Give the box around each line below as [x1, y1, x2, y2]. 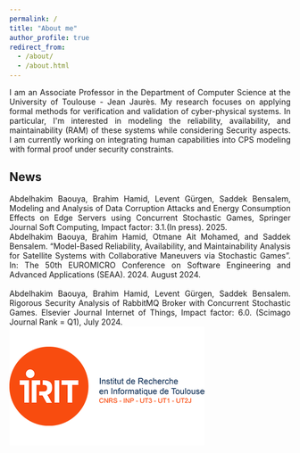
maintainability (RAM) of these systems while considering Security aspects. [9, 125, 291, 136]
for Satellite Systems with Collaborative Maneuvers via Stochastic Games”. [9, 250, 291, 260]
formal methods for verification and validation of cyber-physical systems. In [9, 106, 291, 116]
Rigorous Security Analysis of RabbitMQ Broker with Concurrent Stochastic [9, 297, 291, 308]
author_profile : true [9, 33, 90, 42]
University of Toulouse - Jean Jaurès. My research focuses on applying [9, 96, 291, 107]
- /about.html [17, 62, 70, 70]
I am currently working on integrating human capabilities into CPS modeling [9, 135, 291, 144]
